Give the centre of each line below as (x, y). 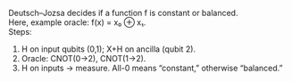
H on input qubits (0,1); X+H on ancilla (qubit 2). (108, 49)
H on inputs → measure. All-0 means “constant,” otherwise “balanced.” (152, 68)
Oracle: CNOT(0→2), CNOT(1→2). (83, 58)
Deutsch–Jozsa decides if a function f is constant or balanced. (123, 13)
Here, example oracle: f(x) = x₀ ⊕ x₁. (77, 22)
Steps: (20, 32)
